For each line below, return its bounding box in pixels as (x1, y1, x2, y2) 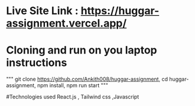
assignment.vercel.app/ (6, 16, 127, 30)
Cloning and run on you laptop (6, 44, 158, 57)
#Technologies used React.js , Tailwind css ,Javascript (6, 93, 139, 101)
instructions (6, 56, 67, 69)
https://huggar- (80, 4, 160, 18)
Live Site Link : (6, 4, 79, 18)
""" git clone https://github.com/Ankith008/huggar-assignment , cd (6, 75, 168, 83)
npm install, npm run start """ (37, 82, 108, 89)
